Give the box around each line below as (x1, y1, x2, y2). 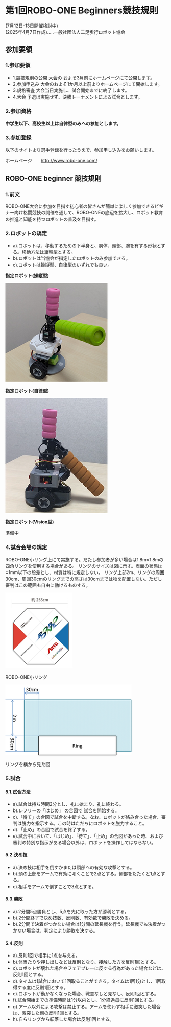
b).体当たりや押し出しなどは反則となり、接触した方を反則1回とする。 (12, 959, 159, 965)
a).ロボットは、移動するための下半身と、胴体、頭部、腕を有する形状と (12, 243, 161, 249)
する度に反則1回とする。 (17, 984, 69, 991)
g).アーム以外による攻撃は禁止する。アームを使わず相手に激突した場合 (12, 1004, 161, 1010)
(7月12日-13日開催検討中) (5, 22, 59, 29)
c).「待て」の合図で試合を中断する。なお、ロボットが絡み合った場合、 (12, 814, 162, 820)
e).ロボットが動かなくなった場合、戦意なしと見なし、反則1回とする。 (12, 991, 159, 997)
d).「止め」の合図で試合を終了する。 (12, 826, 90, 832)
